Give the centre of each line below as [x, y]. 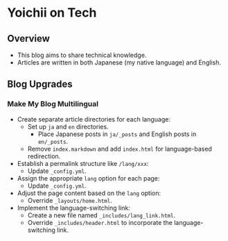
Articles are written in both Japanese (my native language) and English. [119, 63]
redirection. [44, 156]
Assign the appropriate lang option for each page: [88, 178]
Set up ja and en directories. [68, 126]
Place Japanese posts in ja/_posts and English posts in [117, 134]
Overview [29, 39]
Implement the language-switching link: [73, 208]
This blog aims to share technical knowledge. [82, 55]
